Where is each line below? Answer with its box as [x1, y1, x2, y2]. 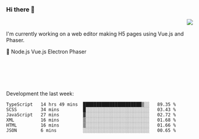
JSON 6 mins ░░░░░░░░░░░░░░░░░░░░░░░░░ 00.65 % [6, 128, 176, 134]
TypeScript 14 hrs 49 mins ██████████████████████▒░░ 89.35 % [6, 102, 176, 108]
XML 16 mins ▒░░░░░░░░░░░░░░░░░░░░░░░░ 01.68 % [6, 117, 176, 124]
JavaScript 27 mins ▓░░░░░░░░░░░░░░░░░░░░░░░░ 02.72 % [6, 112, 176, 118]
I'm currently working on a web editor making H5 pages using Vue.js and [6, 30, 184, 37]
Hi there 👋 [6, 5, 36, 14]
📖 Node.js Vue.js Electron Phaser [6, 48, 87, 55]
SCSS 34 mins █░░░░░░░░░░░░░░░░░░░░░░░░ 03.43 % [6, 107, 176, 113]
